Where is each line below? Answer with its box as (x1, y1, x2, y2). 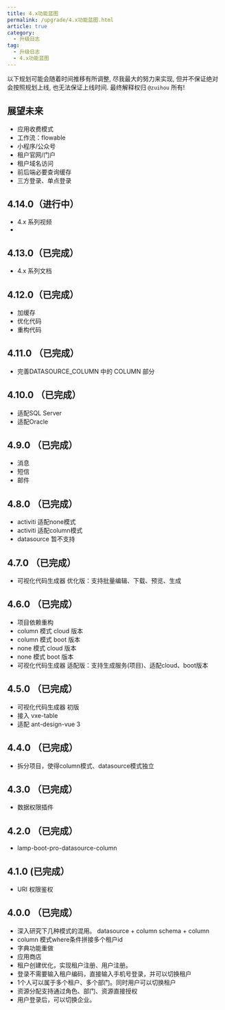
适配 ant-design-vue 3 (16, 720, 81, 728)
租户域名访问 (16, 159, 54, 167)
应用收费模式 (16, 124, 54, 133)
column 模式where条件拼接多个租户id (16, 935, 123, 943)
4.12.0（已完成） (7, 289, 79, 300)
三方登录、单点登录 (16, 176, 72, 184)
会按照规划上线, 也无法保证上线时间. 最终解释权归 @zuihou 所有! (7, 83, 185, 91)
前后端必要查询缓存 (16, 168, 72, 176)
